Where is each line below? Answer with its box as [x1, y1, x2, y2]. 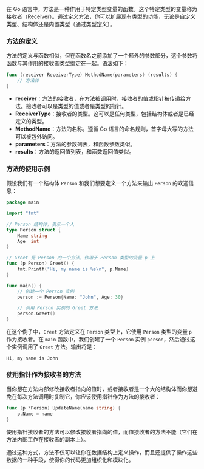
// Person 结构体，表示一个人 [6, 221, 75, 227]
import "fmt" [6, 210, 39, 217]
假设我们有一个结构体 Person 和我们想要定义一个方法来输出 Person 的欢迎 [6, 180, 189, 187]
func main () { [6, 282, 42, 289]
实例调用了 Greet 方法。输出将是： [11, 343, 98, 351]
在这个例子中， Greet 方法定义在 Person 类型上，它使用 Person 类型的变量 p [6, 328, 192, 335]
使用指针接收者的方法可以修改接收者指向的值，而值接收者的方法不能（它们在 [6, 428, 198, 436]
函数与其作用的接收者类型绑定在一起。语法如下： [6, 60, 129, 67]
